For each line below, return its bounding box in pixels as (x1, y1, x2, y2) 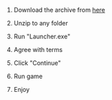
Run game (13, 72, 43, 80)
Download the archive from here (13, 6, 105, 14)
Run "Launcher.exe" (13, 32, 71, 40)
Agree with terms (13, 46, 63, 53)
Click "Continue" (13, 59, 61, 67)
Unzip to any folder (13, 19, 69, 27)
